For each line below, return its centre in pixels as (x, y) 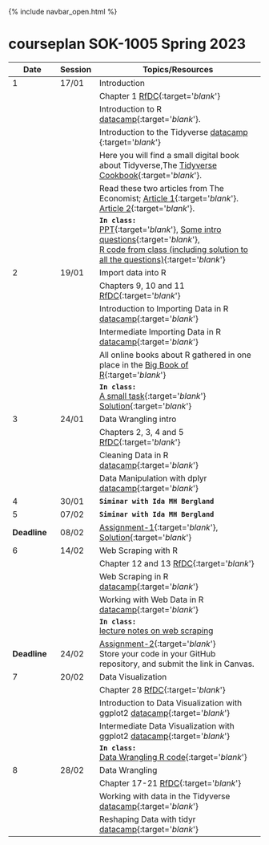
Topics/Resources (178, 69)
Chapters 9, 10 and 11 (142, 286)
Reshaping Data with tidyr (147, 819)
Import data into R (132, 272)
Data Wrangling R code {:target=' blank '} (173, 757)
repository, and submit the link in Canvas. (177, 664)
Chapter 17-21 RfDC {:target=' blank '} (170, 783)
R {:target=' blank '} (132, 375)
